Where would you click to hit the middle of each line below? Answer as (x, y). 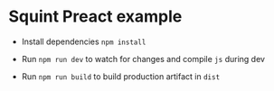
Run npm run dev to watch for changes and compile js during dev (143, 59)
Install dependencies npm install (84, 41)
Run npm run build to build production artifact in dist (121, 76)
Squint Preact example (95, 17)
